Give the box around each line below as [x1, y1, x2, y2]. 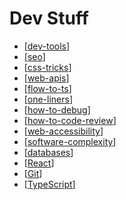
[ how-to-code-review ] [23, 114, 117, 126]
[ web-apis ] [23, 72, 70, 84]
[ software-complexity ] [23, 135, 117, 147]
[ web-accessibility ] [23, 125, 104, 137]
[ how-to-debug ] [23, 103, 91, 116]
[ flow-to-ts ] [23, 82, 72, 94]
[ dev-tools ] [23, 40, 71, 52]
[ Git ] [23, 167, 43, 179]
